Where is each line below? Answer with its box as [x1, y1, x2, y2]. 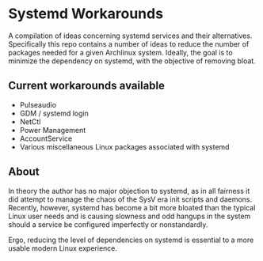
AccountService [19, 134, 73, 143]
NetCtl [19, 116, 41, 127]
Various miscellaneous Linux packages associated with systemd [19, 142, 230, 151]
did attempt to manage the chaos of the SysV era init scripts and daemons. [8, 195, 253, 204]
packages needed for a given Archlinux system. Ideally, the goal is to [8, 47, 233, 57]
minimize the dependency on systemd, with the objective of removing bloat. [8, 56, 256, 66]
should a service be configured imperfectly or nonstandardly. [8, 219, 208, 229]
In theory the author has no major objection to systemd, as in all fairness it [8, 186, 250, 195]
